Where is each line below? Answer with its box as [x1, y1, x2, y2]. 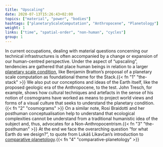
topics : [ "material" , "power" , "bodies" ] [5, 16, 91, 21]
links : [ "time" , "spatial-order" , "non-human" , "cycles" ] [5, 30, 126, 35]
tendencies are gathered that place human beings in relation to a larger [5, 63, 148, 69]
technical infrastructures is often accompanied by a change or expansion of [5, 53, 158, 59]
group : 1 [5, 35, 23, 40]
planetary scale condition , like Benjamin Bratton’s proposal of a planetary [5, 69, 152, 74]
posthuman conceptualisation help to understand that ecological [5, 110, 135, 116]
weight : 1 [5, 25, 25, 30]
